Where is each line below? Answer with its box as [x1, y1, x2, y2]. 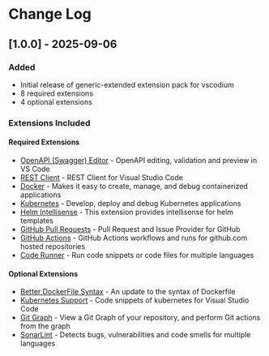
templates [19, 216, 54, 225]
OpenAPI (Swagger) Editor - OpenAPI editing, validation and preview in [19, 156, 258, 165]
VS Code [19, 164, 50, 174]
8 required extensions [19, 88, 94, 98]
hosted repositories [19, 242, 86, 251]
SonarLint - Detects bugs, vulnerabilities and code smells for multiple [19, 330, 251, 340]
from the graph [19, 321, 71, 331]
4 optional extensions [19, 97, 93, 106]
